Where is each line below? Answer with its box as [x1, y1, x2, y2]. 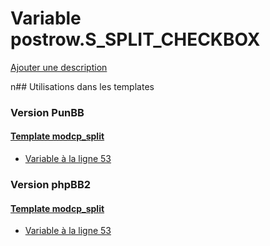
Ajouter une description [10, 61, 108, 73]
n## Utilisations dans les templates [10, 80, 155, 92]
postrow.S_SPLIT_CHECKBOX [10, 28, 261, 51]
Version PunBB [10, 105, 85, 119]
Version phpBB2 [10, 177, 92, 191]
